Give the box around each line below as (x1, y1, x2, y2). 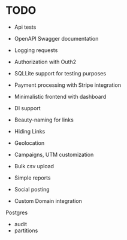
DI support (14, 104, 41, 111)
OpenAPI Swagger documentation (14, 35, 99, 42)
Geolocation (14, 139, 45, 147)
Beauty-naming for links (14, 116, 74, 123)
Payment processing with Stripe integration (14, 81, 121, 89)
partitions (14, 227, 38, 234)
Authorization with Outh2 (14, 58, 76, 65)
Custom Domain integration (14, 197, 82, 204)
